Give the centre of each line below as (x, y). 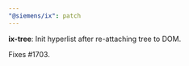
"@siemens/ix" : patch (45, 16)
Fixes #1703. (29, 54)
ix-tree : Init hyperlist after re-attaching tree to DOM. (95, 39)
